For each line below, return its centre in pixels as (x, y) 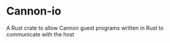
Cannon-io (34, 11)
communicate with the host (40, 34)
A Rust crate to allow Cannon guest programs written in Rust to (85, 28)
